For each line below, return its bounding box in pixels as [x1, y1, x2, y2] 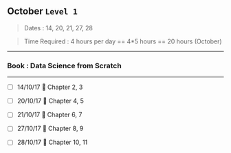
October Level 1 [7, 6, 78, 17]
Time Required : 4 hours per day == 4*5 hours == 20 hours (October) [23, 37, 222, 45]
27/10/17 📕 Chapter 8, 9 [16, 124, 84, 133]
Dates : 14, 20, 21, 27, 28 [23, 23, 93, 32]
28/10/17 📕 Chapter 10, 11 [16, 138, 88, 147]
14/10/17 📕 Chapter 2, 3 [16, 83, 83, 92]
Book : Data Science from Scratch [7, 61, 122, 70]
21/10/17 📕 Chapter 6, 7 [16, 110, 82, 119]
